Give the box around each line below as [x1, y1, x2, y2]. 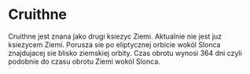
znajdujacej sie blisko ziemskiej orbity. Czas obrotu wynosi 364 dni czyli [8, 48, 242, 57]
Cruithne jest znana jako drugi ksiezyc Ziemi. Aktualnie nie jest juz [8, 31, 222, 41]
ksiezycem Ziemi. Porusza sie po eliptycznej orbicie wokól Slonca [8, 39, 221, 49]
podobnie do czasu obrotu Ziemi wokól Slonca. [8, 57, 161, 66]
